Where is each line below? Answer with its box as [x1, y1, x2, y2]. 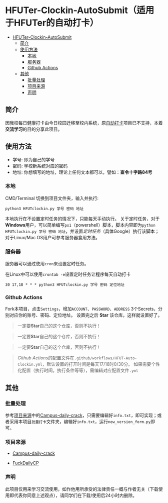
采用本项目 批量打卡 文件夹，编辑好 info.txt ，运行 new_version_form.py [9, 419, 151, 425]
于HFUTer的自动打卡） [5, 17, 99, 29]
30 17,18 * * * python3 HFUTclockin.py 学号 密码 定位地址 [5, 282, 125, 287]
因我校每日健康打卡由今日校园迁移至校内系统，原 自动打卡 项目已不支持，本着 [5, 120, 163, 126]
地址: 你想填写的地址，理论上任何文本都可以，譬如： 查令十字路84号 [12, 169, 152, 175]
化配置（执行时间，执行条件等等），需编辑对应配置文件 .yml [17, 367, 138, 373]
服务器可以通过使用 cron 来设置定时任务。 [5, 261, 89, 267]
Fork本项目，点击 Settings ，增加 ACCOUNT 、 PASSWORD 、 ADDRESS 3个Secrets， [5, 306, 158, 312]
